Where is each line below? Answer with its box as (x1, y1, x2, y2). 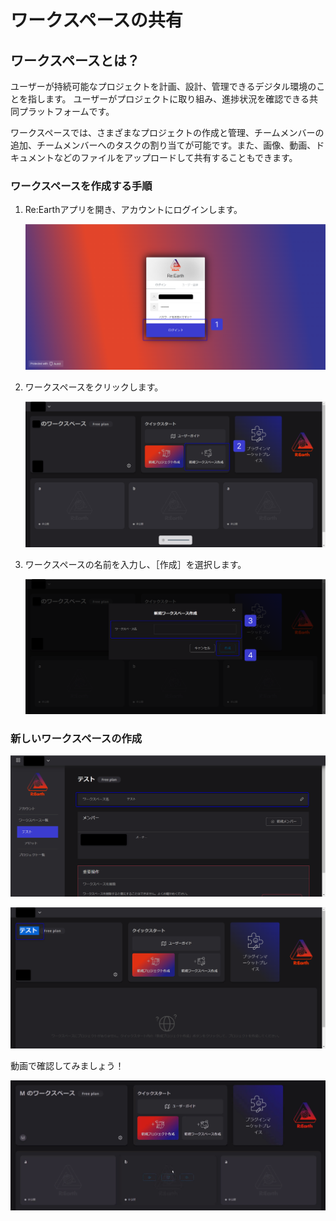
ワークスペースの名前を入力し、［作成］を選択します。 (24, 559, 247, 571)
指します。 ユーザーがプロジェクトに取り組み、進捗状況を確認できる (27, 93, 310, 105)
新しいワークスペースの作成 (10, 731, 143, 745)
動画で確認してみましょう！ (10, 1059, 125, 1071)
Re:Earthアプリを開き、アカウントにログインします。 (24, 204, 243, 216)
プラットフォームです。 (18, 106, 115, 117)
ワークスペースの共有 (10, 9, 183, 32)
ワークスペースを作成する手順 (10, 179, 153, 193)
